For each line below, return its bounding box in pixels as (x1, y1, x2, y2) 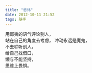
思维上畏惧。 (5, 62, 31, 68)
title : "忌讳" (5, 7, 33, 13)
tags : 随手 (5, 17, 26, 22)
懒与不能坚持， (5, 56, 36, 62)
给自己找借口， (5, 50, 36, 56)
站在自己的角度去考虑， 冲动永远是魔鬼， (5, 37, 90, 43)
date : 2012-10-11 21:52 (5, 12, 55, 17)
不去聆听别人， (5, 44, 36, 50)
